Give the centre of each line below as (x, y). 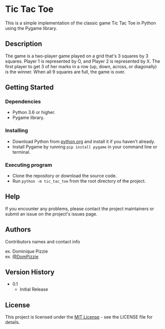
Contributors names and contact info (43, 241)
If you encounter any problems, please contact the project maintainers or (80, 209)
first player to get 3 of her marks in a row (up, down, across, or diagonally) (81, 66)
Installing (17, 130)
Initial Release (34, 289)
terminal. (21, 152)
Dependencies (23, 102)
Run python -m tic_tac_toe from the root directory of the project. (79, 181)
